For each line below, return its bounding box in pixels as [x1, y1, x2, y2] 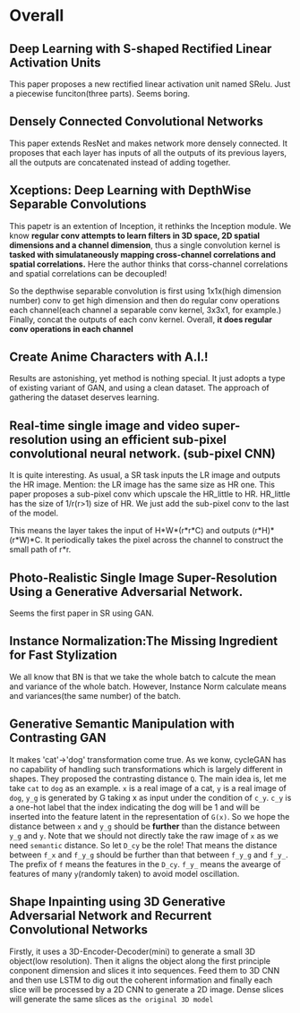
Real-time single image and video [9, 418, 200, 433]
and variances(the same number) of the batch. [9, 690, 182, 701]
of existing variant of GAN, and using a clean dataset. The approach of [9, 382, 270, 394]
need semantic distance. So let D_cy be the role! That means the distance [9, 839, 278, 850]
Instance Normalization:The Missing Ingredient [9, 634, 279, 649]
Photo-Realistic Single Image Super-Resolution [9, 570, 278, 585]
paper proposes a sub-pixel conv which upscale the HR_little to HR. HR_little [9, 489, 291, 499]
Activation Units [9, 55, 101, 70]
